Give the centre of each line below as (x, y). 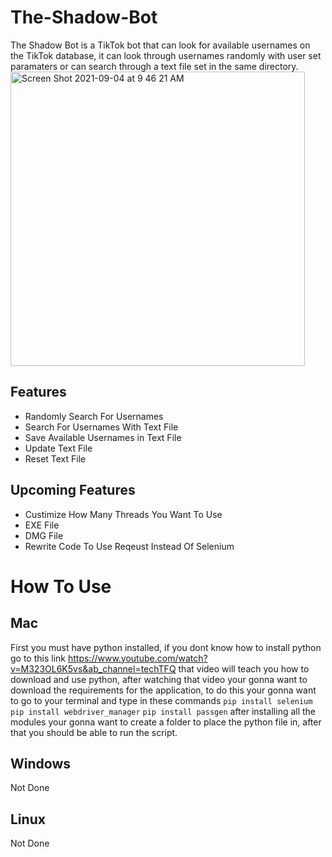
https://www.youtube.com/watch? (137, 658)
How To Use (61, 586)
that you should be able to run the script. (94, 732)
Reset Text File (55, 458)
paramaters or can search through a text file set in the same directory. (154, 66)
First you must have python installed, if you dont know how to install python (166, 647)
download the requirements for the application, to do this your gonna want (163, 690)
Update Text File (58, 448)
